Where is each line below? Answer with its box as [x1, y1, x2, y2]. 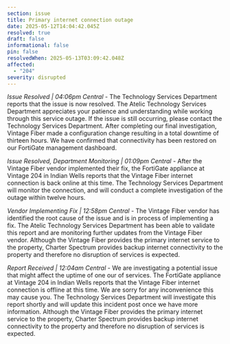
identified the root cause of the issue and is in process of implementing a [7, 214, 214, 222]
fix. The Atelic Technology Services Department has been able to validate [7, 221, 215, 230]
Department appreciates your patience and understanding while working [7, 107, 213, 115]
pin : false [7, 49, 38, 56]
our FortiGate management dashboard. [7, 144, 117, 152]
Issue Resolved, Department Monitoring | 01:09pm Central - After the [7, 157, 203, 165]
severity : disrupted [7, 73, 67, 81]
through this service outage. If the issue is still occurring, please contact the [7, 115, 222, 123]
